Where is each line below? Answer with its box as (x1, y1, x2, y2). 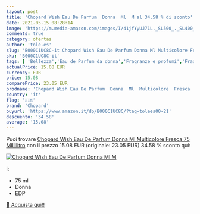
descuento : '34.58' (6, 114, 55, 119)
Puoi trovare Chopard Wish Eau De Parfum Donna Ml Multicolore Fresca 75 (6, 136, 190, 143)
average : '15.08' (6, 119, 49, 125)
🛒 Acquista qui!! (6, 202, 45, 209)
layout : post (6, 8, 39, 15)
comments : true (6, 31, 44, 37)
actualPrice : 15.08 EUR (6, 64, 65, 70)
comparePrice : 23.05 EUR (6, 81, 68, 87)
